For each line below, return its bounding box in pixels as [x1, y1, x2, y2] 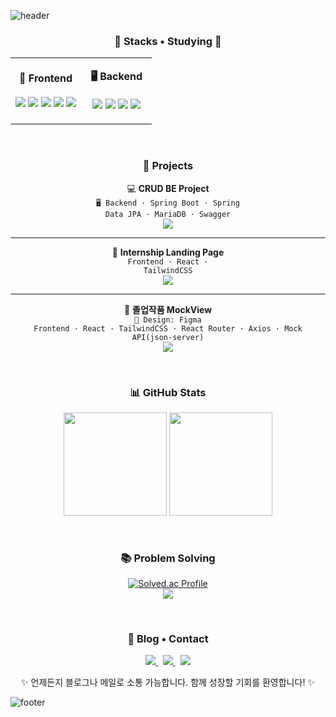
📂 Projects [142, 159, 194, 173]
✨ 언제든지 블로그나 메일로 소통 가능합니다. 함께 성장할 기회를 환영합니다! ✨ [21, 676, 315, 689]
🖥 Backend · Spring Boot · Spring [96, 198, 240, 208]
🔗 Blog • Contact [127, 632, 209, 646]
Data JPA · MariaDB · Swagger [104, 209, 232, 219]
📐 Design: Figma [134, 315, 202, 325]
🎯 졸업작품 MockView [123, 303, 213, 315]
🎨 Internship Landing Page [111, 246, 225, 258]
